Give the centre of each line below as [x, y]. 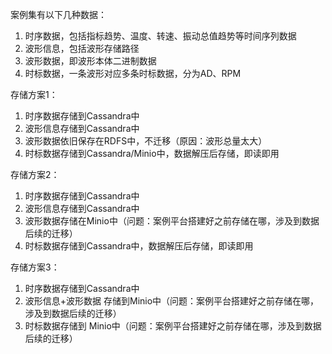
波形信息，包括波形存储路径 [82, 48]
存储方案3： [35, 267]
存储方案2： [35, 174]
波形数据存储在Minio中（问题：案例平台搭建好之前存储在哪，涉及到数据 [172, 221]
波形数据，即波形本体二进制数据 [90, 61]
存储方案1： [34, 94]
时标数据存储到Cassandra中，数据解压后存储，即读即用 [139, 246]
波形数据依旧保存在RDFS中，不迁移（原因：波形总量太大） [146, 141]
